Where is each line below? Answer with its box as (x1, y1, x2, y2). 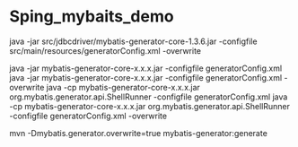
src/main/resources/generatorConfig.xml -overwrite (9, 45, 202, 56)
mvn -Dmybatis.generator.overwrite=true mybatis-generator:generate (9, 127, 267, 138)
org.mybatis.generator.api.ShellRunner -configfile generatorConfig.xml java (9, 91, 288, 102)
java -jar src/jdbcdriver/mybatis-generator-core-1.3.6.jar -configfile (9, 36, 258, 47)
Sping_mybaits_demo (9, 6, 174, 27)
